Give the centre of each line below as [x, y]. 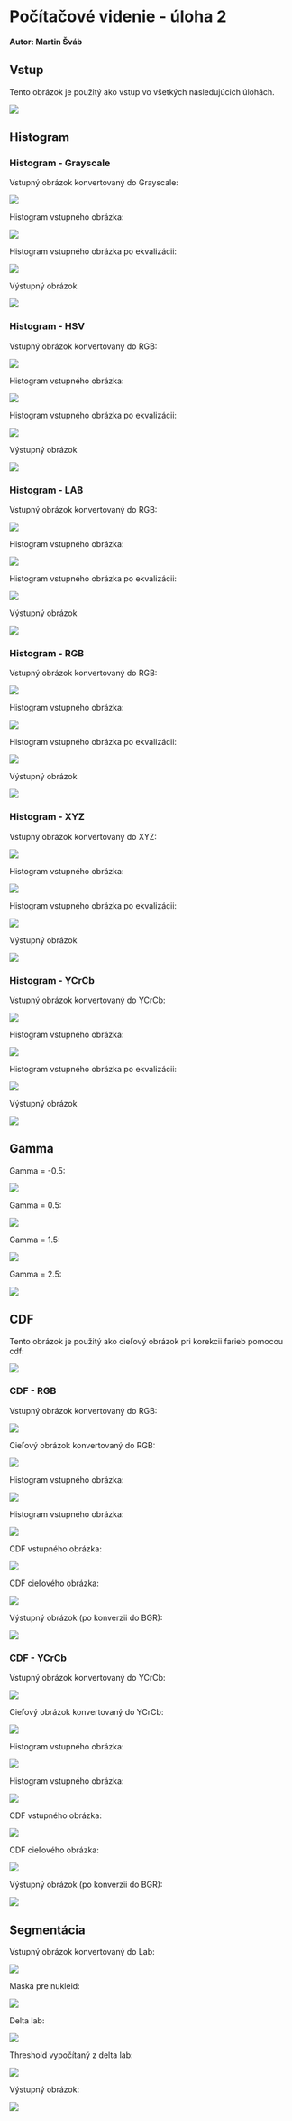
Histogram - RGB [47, 653]
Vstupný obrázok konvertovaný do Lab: [82, 1951]
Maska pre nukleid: [45, 1985]
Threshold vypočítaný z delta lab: [71, 2055]
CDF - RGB [33, 1391]
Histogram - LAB [46, 490]
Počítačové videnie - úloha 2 [118, 17]
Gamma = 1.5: [35, 1240]
